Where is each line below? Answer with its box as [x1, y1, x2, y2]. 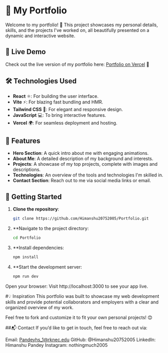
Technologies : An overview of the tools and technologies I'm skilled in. [12, 172, 163, 178]
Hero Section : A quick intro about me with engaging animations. [12, 150, 149, 156]
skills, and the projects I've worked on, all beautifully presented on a [5, 27, 150, 33]
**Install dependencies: [12, 244, 64, 251]
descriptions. [12, 167, 41, 173]
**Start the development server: [12, 263, 82, 270]
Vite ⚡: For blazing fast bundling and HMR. [12, 99, 104, 105]
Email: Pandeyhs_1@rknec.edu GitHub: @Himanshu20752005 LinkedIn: [5, 337, 156, 343]
